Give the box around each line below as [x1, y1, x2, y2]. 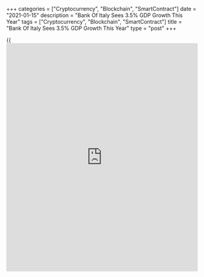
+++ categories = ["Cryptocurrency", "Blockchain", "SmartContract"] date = [6, 5, 197, 12]
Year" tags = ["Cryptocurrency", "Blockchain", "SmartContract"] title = [6, 18, 182, 25]
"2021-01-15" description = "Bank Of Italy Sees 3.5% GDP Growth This [6, 12, 183, 19]
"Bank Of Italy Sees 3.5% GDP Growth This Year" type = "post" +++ [6, 24, 177, 32]
